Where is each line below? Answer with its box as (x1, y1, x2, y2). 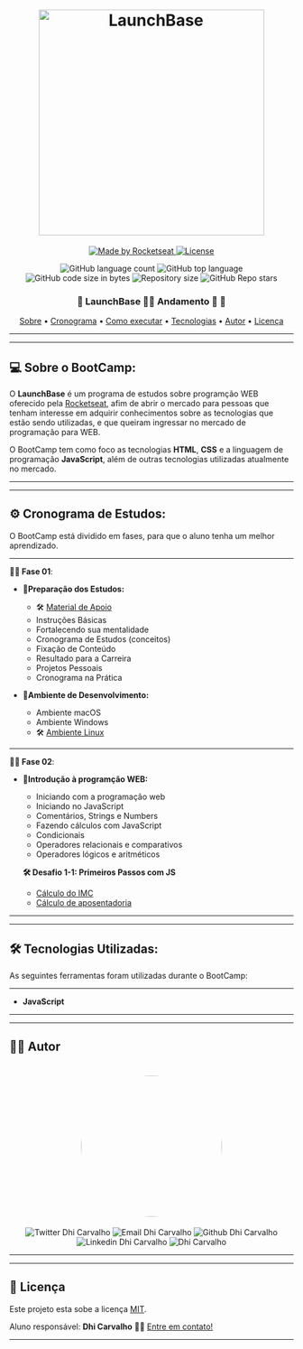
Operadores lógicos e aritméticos (35, 849, 161, 860)
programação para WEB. (9, 427, 101, 438)
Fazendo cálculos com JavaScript (35, 820, 162, 831)
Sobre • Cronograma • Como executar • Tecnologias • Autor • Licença (19, 316, 284, 327)
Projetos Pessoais (35, 662, 103, 673)
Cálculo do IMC (35, 888, 94, 898)
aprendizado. (9, 540, 59, 551)
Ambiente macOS (35, 707, 102, 718)
